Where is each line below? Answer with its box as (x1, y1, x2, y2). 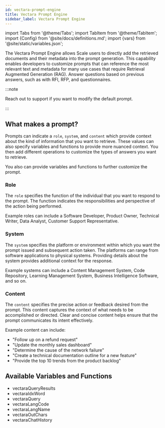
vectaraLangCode (12, 401, 50, 407)
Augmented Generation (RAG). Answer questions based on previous (5, 71, 145, 77)
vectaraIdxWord (12, 390, 46, 396)
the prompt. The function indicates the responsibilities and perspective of (5, 198, 155, 204)
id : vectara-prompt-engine (5, 7, 61, 12)
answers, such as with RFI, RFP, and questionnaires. (5, 76, 111, 82)
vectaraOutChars (12, 412, 48, 418)
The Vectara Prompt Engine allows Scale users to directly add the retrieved (5, 50, 159, 56)
